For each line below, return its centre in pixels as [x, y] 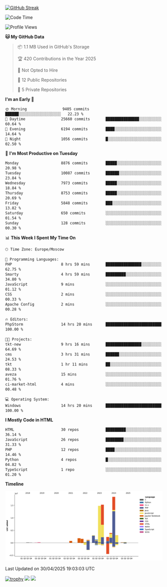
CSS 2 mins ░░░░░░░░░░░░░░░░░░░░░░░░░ [83, 294]
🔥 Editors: [17, 319]
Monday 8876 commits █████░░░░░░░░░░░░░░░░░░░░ [83, 163]
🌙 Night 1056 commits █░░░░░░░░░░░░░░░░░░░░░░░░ [83, 139]
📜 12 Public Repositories [42, 80]
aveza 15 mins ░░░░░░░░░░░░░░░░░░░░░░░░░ [83, 374]
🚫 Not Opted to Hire [38, 70]
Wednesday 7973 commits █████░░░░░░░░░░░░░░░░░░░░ [83, 183]
